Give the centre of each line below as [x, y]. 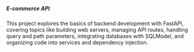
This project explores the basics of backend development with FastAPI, [95, 23]
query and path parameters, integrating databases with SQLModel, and [95, 36]
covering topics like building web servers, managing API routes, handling [97, 29]
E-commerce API [28, 8]
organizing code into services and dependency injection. [77, 42]
